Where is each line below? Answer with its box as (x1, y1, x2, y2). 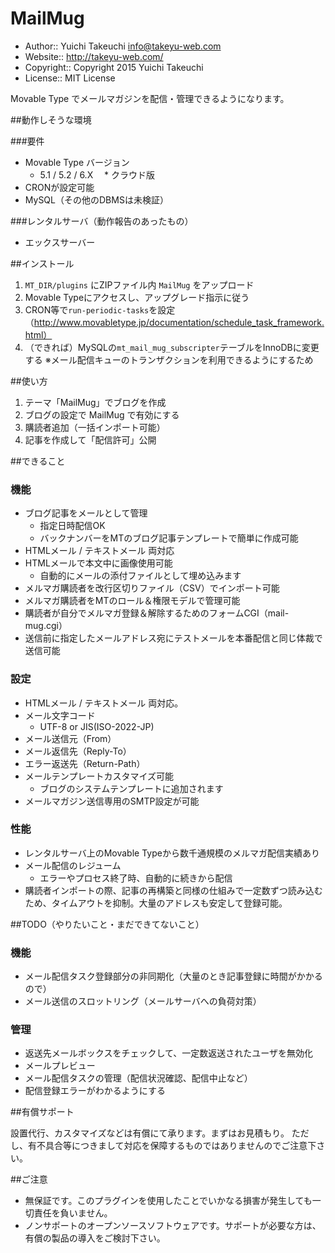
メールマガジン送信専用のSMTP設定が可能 (24, 795, 200, 807)
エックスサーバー (24, 236, 96, 248)
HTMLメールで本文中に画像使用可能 (24, 557, 173, 569)
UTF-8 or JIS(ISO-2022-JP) (39, 720, 155, 732)
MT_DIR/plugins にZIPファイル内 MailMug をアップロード (24, 278, 255, 291)
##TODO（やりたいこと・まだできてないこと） (10, 918, 205, 930)
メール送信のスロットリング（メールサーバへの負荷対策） (24, 995, 262, 1007)
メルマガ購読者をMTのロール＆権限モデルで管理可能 (24, 595, 241, 607)
